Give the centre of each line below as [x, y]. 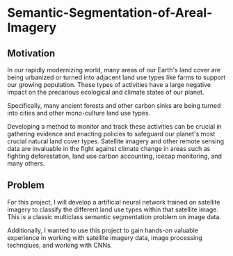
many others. [26, 163]
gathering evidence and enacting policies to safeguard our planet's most [111, 134]
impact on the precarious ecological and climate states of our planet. [106, 92]
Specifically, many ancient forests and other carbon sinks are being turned [114, 105]
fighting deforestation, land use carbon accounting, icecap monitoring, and [115, 156]
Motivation [31, 53]
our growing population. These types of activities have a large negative [109, 85]
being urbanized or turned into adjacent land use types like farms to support [116, 77]
